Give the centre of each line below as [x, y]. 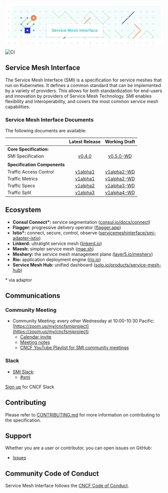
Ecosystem [23, 210]
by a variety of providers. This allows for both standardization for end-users [84, 91]
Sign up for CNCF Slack [30, 387]
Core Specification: [28, 149]
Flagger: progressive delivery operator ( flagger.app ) [67, 227]
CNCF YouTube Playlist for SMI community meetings [74, 348]
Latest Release [85, 142]
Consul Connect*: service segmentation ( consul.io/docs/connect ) [81, 222]
